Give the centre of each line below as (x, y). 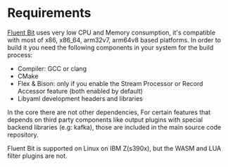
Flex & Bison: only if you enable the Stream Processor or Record (110, 83)
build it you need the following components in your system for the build (110, 47)
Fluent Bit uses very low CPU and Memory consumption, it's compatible (112, 32)
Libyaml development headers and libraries (80, 98)
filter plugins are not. (38, 156)
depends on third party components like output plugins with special (105, 119)
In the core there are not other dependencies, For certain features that (109, 112)
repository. (23, 135)
